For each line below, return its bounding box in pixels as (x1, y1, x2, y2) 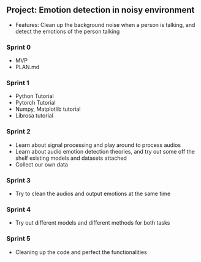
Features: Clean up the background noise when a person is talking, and (15, 21, 195, 28)
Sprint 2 (6, 127, 31, 136)
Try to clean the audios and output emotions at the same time (15, 190, 171, 197)
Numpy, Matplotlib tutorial (15, 105, 81, 113)
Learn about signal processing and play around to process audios (15, 141, 181, 149)
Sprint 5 (6, 234, 31, 243)
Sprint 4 (6, 205, 31, 214)
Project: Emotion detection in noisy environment (6, 5, 195, 15)
